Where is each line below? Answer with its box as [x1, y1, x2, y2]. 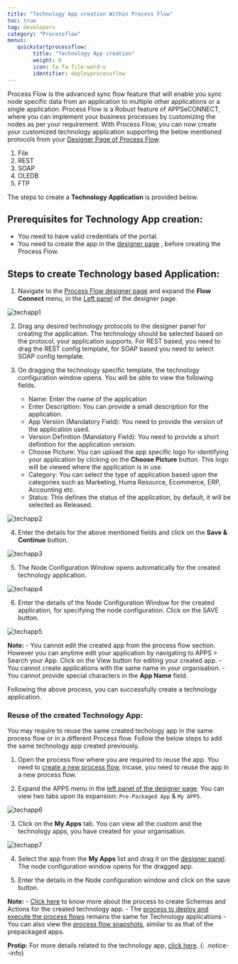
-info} [7, 949, 25, 958]
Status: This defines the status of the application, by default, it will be [28, 493, 231, 502]
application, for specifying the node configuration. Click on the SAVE [17, 606, 219, 615]
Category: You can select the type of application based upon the [28, 470, 218, 479]
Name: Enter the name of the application [28, 395, 147, 403]
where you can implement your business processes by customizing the [7, 112, 216, 121]
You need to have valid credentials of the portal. [17, 232, 158, 240]
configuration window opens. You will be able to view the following [17, 374, 213, 382]
